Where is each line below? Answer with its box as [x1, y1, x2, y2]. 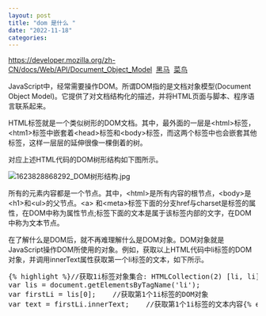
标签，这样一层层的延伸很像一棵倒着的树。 [8, 138, 147, 147]
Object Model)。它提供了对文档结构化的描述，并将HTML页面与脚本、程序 [8, 92, 248, 101]
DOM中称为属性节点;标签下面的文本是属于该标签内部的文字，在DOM [28, 208, 252, 218]
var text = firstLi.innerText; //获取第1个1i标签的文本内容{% [8, 300, 252, 309]
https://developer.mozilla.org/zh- [8, 55, 116, 65]
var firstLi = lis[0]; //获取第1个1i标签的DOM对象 [8, 290, 209, 299]
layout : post [8, 11, 51, 20]
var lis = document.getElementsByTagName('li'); [8, 280, 200, 290]
